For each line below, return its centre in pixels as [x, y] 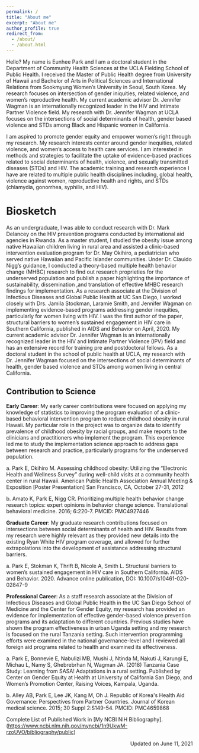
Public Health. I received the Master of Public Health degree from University [99, 74]
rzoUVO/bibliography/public [40, 732]
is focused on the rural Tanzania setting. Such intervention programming [94, 634]
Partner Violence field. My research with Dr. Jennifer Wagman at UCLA [92, 112]
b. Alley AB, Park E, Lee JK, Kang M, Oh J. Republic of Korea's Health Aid [95, 695]
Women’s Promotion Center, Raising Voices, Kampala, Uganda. [82, 683]
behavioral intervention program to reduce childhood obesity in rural [106, 418]
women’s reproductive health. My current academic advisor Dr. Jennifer [94, 99]
